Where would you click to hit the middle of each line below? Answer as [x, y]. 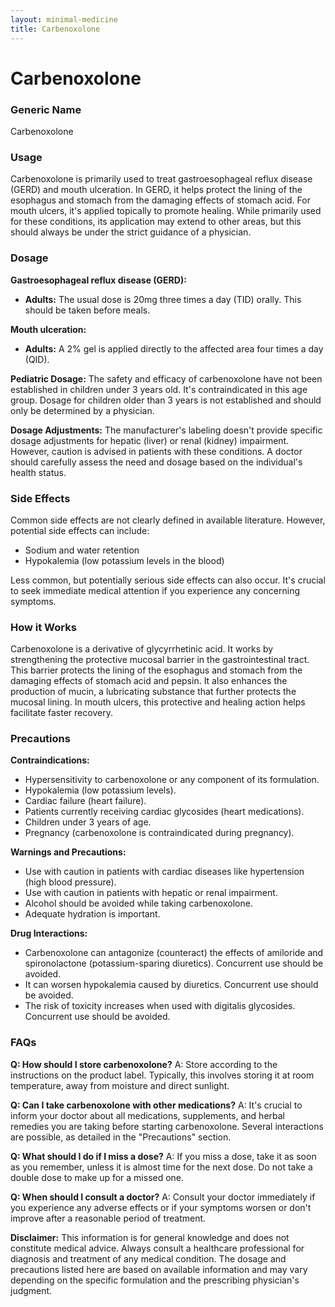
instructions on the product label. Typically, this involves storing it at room [162, 1075]
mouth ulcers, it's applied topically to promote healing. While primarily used [166, 211]
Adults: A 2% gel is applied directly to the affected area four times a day [174, 348]
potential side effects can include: [80, 530]
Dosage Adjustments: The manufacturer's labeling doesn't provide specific [166, 430]
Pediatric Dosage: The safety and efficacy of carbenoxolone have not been [166, 378]
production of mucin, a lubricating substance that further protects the [153, 692]
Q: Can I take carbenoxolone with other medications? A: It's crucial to [156, 1105]
